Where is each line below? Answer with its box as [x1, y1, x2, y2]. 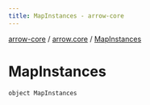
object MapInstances [8, 89, 78, 97]
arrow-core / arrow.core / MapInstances [8, 34, 142, 44]
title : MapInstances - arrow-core [8, 11, 125, 20]
